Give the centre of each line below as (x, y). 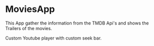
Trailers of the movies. (29, 28)
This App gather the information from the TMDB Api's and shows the (77, 23)
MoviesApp (30, 9)
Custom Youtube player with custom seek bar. (53, 38)
